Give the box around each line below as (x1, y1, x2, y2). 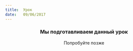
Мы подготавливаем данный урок (39, 28, 128, 35)
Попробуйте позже (63, 39, 104, 45)
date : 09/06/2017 (5, 12, 46, 17)
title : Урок (5, 7, 32, 12)
